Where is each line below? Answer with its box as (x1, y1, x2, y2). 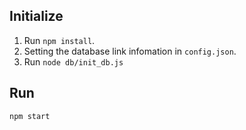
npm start (9, 111, 51, 121)
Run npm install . (23, 34, 96, 46)
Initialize (9, 8, 64, 25)
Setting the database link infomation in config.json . (23, 45, 237, 57)
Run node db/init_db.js (23, 55, 124, 68)
